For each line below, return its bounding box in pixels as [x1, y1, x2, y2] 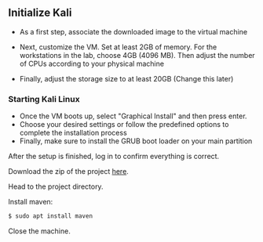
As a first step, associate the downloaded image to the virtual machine [19, 27, 248, 36]
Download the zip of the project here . [8, 167, 130, 176]
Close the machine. [8, 226, 71, 236]
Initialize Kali [8, 6, 72, 20]
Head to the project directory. [8, 182, 104, 191]
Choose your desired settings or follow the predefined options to [19, 120, 229, 129]
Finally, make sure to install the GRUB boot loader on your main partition [19, 136, 253, 146]
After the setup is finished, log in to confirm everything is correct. [8, 152, 220, 161]
